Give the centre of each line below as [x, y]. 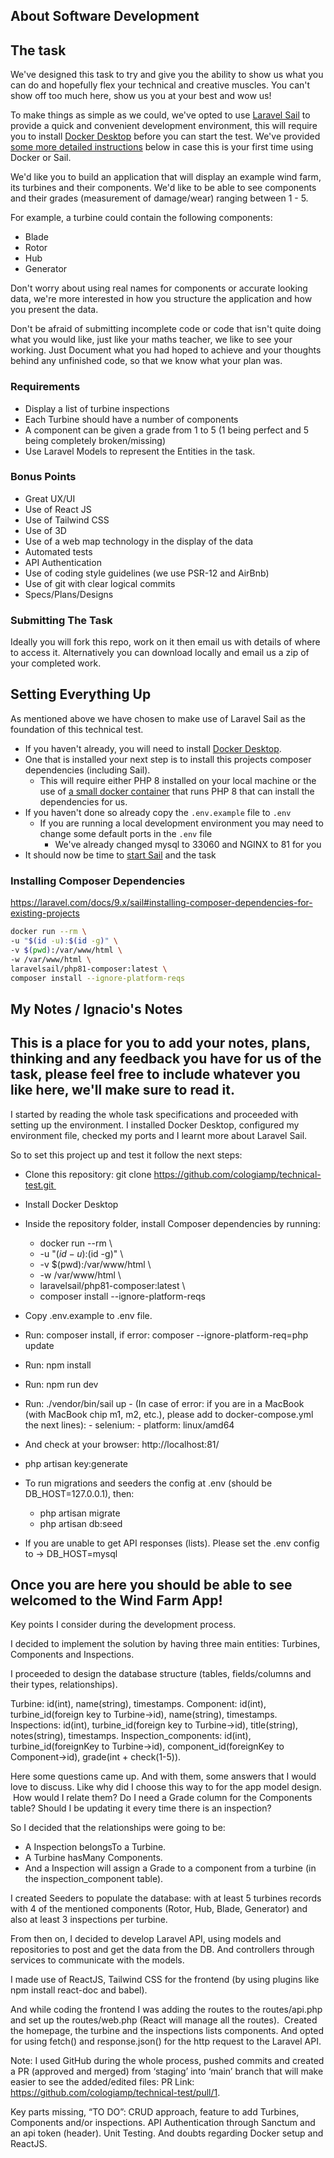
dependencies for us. [83, 801]
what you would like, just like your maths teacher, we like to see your [151, 340]
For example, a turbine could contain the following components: [141, 218]
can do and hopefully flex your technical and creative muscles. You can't [160, 85]
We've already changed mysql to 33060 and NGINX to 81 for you [188, 844]
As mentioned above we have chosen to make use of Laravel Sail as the [158, 718]
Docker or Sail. [41, 158]
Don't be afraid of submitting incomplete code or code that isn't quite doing [166, 329]
